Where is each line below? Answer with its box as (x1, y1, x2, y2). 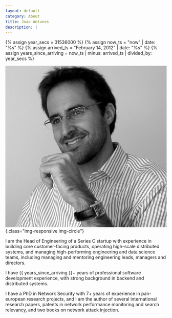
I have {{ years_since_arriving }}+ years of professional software (5, 270, 141, 276)
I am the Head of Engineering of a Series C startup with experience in (5, 238, 152, 244)
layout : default (5, 8, 40, 13)
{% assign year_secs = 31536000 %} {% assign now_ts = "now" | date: (5, 39, 156, 46)
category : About (5, 13, 40, 19)
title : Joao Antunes (5, 19, 50, 24)
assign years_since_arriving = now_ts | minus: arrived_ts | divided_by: (5, 50, 152, 56)
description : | (5, 25, 38, 30)
